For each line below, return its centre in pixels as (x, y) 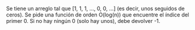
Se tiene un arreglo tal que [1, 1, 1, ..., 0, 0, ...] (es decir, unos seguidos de (95, 9)
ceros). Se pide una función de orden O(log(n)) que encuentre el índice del (97, 15)
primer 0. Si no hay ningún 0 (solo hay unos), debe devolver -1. (83, 21)
